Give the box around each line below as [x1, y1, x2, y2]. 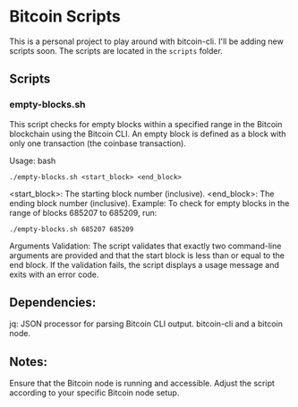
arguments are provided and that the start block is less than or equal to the [9, 249, 285, 261]
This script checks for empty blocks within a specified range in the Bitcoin [9, 118, 283, 129]
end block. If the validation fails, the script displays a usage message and [9, 259, 280, 270]
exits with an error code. [9, 269, 99, 280]
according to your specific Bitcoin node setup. [9, 387, 180, 398]
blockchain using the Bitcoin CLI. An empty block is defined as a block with [9, 128, 286, 139]
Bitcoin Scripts [9, 6, 121, 27]
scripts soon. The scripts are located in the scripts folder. [9, 45, 224, 56]
